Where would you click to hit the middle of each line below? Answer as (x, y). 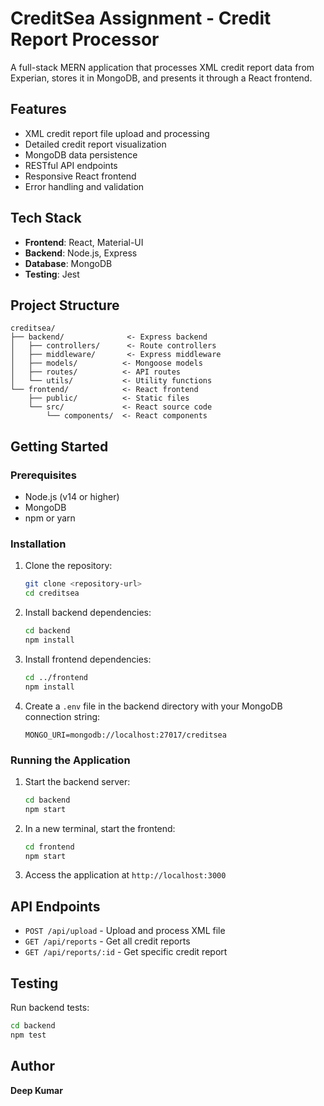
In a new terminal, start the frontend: (100, 828)
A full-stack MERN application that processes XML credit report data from (162, 67)
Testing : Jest (52, 274)
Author (32, 1066)
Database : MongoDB (68, 263)
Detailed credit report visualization (95, 144)
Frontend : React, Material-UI (84, 242)
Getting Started (59, 446)
